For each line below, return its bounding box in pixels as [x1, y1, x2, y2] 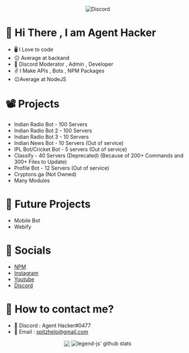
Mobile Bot [13, 217, 40, 224]
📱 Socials [5, 244, 51, 257]
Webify [13, 223, 32, 230]
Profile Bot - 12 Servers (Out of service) [13, 164, 109, 172]
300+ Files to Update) [13, 158, 67, 165]
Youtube [13, 275, 35, 283]
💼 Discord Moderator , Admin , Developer [13, 60, 114, 68]
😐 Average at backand [13, 54, 70, 61]
